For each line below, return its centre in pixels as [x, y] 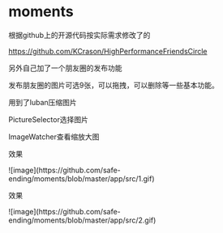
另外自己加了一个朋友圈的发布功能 [65, 68]
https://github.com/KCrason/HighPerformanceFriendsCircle [108, 51]
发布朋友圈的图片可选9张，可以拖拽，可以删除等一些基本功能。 [114, 85]
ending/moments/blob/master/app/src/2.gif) [82, 220]
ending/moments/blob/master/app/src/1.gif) [81, 178]
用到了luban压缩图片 [43, 102]
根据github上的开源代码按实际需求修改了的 [79, 35]
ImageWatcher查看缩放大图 [54, 137]
